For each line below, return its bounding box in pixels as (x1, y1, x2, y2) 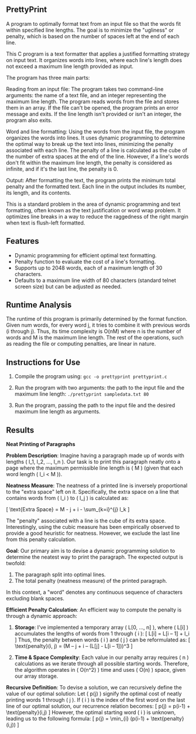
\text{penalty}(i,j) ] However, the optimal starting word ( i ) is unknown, (6, 709, 176, 716)
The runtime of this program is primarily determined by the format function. (6, 315, 188, 322)
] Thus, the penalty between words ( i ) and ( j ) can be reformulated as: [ (14, 636, 191, 644)
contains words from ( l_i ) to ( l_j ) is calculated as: (6, 495, 129, 502)
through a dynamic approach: (6, 613, 78, 620)
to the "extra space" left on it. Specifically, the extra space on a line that (6, 488, 180, 495)
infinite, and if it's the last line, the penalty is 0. (6, 165, 118, 172)
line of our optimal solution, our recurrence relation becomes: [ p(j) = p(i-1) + (6, 703, 191, 710)
